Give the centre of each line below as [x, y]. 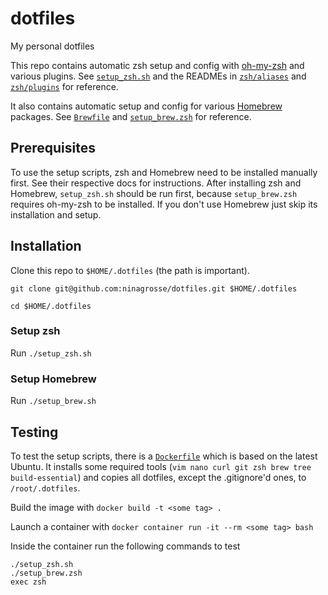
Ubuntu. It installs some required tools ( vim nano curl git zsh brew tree [161, 466]
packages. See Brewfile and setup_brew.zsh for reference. [131, 116]
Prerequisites [53, 148]
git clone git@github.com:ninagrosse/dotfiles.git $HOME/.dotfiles [154, 288]
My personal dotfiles [52, 46]
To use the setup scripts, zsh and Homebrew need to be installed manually [164, 172]
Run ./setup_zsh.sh [51, 353]
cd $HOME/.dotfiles [51, 306]
